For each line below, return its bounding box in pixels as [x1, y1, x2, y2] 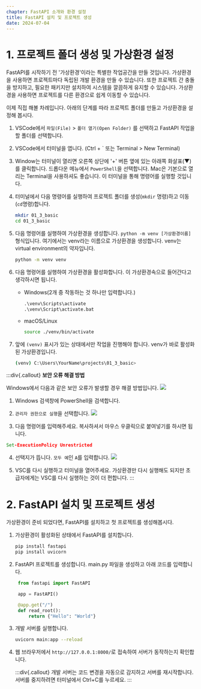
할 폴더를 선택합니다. [14, 132, 64, 139]
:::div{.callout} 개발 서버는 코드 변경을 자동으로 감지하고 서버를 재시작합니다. [14, 669, 194, 676]
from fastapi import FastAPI [17, 580, 91, 586]
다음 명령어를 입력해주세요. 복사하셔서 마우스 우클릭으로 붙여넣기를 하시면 [14, 422, 187, 430]
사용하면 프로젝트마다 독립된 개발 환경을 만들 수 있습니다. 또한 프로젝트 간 [12, 76, 184, 84]
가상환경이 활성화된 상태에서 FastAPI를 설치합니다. [14, 531, 134, 539]
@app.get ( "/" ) [17, 602, 53, 608]
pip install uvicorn [14, 549, 67, 555]
